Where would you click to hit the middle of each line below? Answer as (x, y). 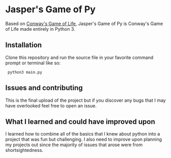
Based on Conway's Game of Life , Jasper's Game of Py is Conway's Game (84, 24)
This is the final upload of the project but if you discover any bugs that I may (86, 100)
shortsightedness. (24, 150)
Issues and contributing (44, 88)
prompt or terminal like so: (33, 63)
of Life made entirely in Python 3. (40, 29)
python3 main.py (25, 72)
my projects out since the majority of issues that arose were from (74, 145)
